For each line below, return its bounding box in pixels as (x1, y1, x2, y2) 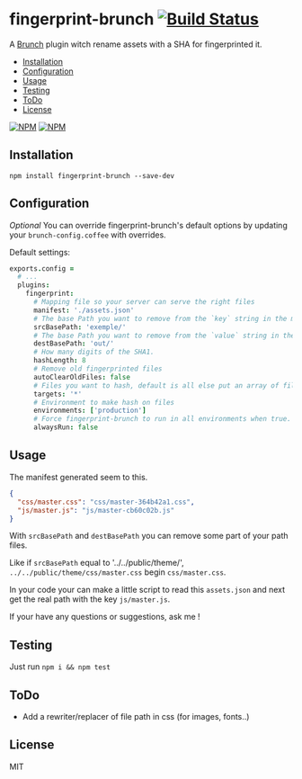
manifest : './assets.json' (32, 306, 135, 315)
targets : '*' (32, 389, 83, 398)
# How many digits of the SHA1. (32, 347, 155, 357)
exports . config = (9, 264, 75, 273)
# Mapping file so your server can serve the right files (32, 298, 255, 307)
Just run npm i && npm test (9, 661, 111, 672)
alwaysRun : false (32, 423, 99, 432)
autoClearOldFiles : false (32, 372, 130, 381)
